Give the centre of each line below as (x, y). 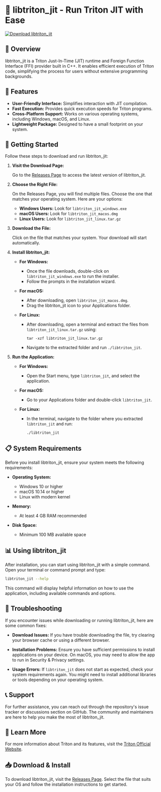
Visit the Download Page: (38, 166)
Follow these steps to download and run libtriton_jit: (56, 156)
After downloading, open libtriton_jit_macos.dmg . (77, 300)
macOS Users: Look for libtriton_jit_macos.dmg (68, 214)
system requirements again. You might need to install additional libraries (84, 674)
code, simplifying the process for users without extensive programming (76, 71)
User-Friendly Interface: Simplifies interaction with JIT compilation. (80, 103)
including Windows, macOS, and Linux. (51, 119)
